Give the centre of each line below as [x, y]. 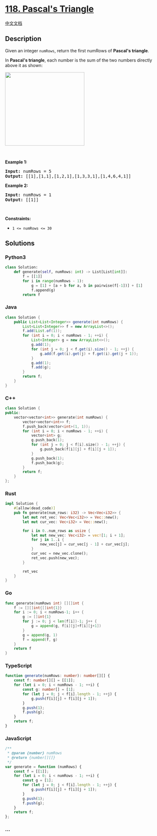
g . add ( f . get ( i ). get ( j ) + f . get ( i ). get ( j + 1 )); [89, 354]
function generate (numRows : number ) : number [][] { [58, 676]
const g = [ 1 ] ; [38, 780]
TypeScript [19, 666]
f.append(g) [43, 290]
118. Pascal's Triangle [49, 9]
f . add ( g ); [41, 367]
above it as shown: [24, 65]
